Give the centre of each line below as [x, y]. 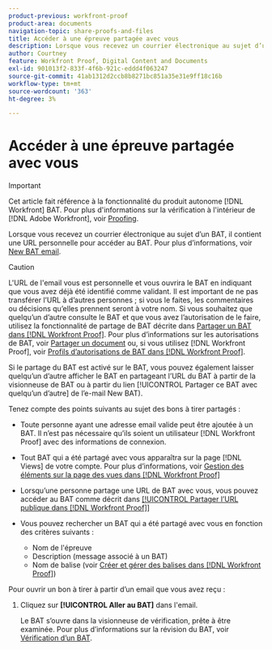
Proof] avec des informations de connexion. [93, 442]
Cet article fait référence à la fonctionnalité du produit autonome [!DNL [126, 201]
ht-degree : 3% [32, 99]
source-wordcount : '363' [50, 91]
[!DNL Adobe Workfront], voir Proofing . [74, 219]
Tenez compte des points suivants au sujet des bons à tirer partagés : [125, 409]
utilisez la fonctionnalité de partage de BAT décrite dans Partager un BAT [130, 326]
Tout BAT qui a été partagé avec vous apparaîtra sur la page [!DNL [131, 458]
